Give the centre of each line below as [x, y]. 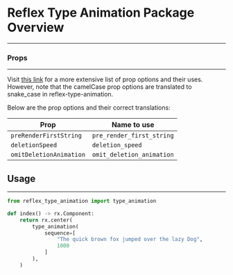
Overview [36, 27]
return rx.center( [46, 220]
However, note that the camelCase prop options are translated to [100, 87]
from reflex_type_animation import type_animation [82, 201]
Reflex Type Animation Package [101, 13]
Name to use [133, 125]
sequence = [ [60, 233]
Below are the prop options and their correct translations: [89, 108]
